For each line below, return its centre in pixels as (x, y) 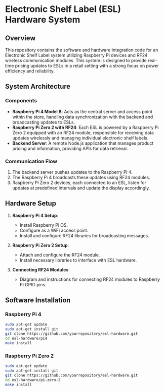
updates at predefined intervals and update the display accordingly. (81, 188)
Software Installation (38, 300)
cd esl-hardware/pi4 (26, 338)
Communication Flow (31, 161)
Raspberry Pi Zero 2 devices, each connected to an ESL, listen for (79, 183)
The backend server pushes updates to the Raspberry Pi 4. (72, 172)
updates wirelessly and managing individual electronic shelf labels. (80, 138)
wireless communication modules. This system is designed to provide (76, 60)
